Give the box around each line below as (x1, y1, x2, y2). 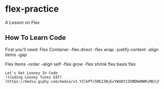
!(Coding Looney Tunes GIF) (5, 74, 62, 80)
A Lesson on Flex (5, 19, 40, 25)
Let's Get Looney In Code (5, 71, 58, 75)
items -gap (5, 52, 27, 57)
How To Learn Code (5, 34, 66, 42)
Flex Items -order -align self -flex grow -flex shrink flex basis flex (5, 61, 136, 67)
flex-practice (5, 3, 59, 15)
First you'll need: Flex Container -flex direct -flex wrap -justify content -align (5, 46, 159, 52)
